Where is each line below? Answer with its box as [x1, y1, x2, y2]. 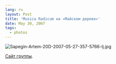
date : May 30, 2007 [5, 21, 45, 26]
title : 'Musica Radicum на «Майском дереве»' [5, 16, 100, 21]
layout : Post [5, 12, 32, 17]
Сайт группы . [5, 53, 34, 59]
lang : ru [5, 7, 23, 12]
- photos [9, 30, 28, 35]
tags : [5, 26, 16, 31]
